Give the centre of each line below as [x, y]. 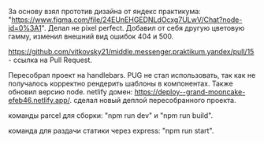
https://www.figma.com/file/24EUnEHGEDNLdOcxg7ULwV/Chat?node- [127, 20]
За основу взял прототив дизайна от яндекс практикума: [104, 11]
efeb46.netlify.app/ [39, 100]
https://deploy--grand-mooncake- [190, 92]
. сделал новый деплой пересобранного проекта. [153, 100]
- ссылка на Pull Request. [50, 60]
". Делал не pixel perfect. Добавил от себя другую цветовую [143, 28]
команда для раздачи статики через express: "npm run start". [111, 130]
